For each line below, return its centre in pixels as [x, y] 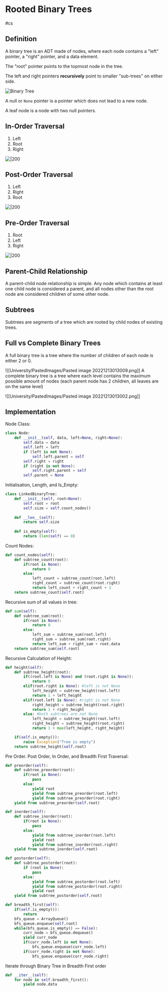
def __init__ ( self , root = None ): [48, 499]
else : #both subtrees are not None [61, 714]
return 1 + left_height [57, 695]
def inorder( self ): [26, 812]
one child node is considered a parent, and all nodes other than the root [79, 289]
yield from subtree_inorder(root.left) [74, 835]
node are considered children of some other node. [57, 294]
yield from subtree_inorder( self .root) [56, 849]
